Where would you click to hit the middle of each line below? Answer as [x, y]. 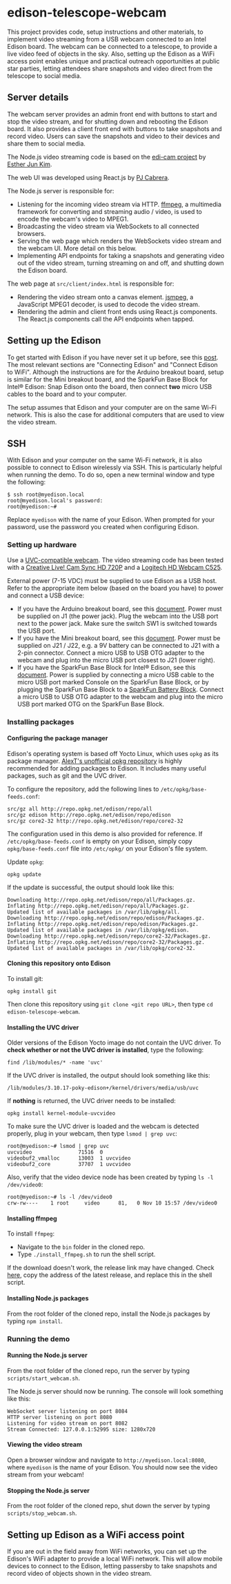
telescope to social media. [44, 76]
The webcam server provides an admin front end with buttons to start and [112, 114]
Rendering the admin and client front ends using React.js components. [117, 311]
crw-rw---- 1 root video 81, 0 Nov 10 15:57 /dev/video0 [112, 1203]
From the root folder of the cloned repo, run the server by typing [98, 1370]
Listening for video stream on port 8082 [68, 1423]
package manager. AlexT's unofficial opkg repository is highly [95, 761]
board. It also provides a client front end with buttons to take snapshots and [114, 128]
